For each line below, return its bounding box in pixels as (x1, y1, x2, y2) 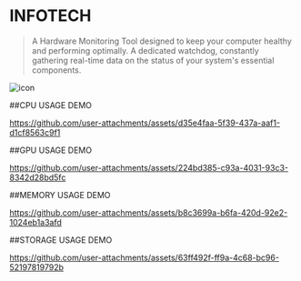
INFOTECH (9, 5, 92, 26)
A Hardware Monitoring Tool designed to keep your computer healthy (31, 35, 293, 46)
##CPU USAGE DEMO (9, 99, 93, 110)
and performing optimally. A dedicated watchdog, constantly (31, 45, 259, 55)
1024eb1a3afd (9, 216, 62, 227)
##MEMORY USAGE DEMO (9, 189, 111, 200)
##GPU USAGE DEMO (9, 145, 93, 156)
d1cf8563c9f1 (9, 126, 61, 137)
